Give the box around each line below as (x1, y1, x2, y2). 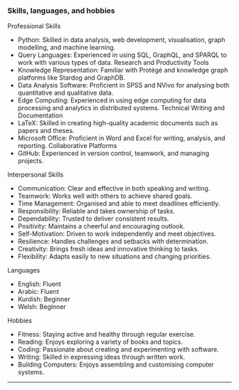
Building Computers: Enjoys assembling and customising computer (17, 360, 215, 369)
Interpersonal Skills (7, 170, 64, 179)
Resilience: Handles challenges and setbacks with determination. (17, 237, 208, 246)
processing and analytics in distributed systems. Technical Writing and (17, 104, 225, 112)
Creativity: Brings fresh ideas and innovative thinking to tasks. (17, 245, 199, 253)
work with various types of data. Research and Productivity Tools (17, 58, 209, 67)
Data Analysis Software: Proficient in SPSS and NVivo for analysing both (17, 81, 230, 90)
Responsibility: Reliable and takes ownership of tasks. (17, 207, 176, 216)
